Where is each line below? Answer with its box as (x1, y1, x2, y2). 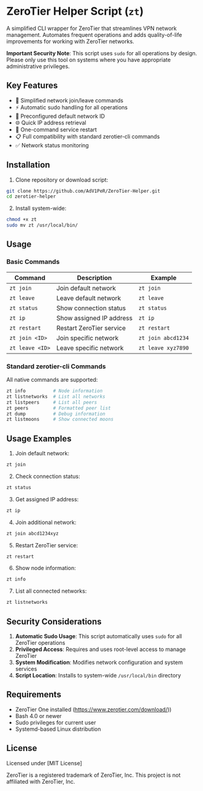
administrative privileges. (6, 63, 70, 70)
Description (77, 273, 112, 282)
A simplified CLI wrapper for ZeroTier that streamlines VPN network (6, 25, 177, 32)
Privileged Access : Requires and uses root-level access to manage (15, 646, 186, 653)
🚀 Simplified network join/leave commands (15, 96, 124, 104)
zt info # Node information (6, 388, 103, 394)
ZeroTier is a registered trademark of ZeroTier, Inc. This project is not (6, 771, 181, 779)
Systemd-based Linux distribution (15, 725, 101, 733)
